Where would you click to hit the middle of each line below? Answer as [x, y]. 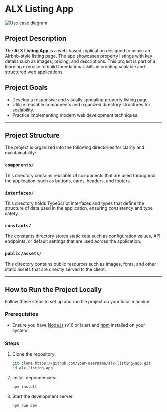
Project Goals [27, 87]
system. [20, 330]
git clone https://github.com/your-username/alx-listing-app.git [81, 363]
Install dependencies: [34, 377]
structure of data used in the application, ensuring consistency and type [79, 208]
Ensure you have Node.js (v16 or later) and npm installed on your [79, 325]
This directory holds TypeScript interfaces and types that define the [75, 203]
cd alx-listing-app [33, 368]
